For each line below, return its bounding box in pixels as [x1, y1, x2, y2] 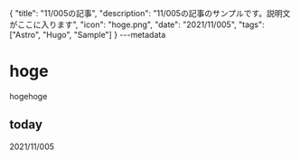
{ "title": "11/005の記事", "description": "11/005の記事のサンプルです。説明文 [9, 8, 291, 18]
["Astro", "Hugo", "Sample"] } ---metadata [9, 30, 166, 40]
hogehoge [9, 90, 48, 101]
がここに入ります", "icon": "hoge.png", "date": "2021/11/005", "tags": [9, 19, 265, 30]
